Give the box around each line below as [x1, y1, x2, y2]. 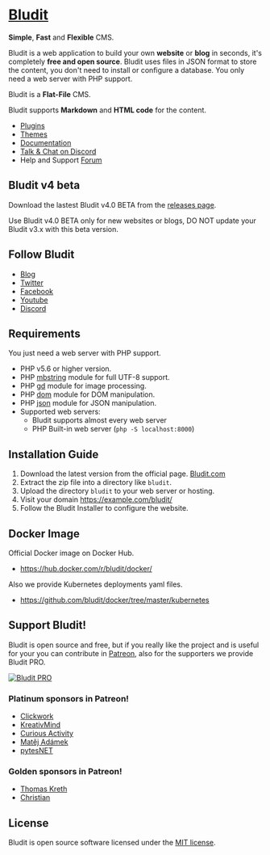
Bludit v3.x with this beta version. [8, 224, 119, 234]
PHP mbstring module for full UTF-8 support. [19, 373, 171, 382]
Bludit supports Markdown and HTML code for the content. [8, 105, 207, 115]
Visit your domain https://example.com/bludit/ [19, 495, 173, 504]
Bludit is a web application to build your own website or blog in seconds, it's [8, 48, 262, 57]
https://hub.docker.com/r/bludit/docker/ [19, 564, 153, 573]
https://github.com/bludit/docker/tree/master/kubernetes [19, 596, 210, 604]
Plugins [19, 120, 46, 130]
